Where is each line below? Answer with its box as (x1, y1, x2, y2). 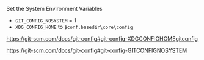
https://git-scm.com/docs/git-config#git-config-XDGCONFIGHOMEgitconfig (6, 35, 199, 42)
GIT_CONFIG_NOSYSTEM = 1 (15, 17, 76, 24)
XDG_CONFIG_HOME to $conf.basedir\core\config (15, 24, 133, 30)
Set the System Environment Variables (6, 5, 103, 12)
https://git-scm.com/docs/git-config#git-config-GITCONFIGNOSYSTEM (6, 47, 188, 54)
